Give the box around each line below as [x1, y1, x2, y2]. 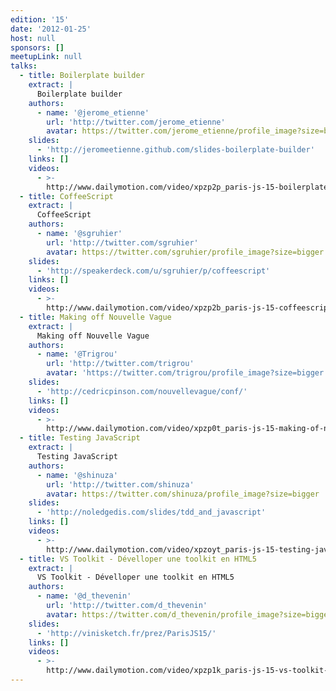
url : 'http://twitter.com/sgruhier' [46, 237, 199, 248]
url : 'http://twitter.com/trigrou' [46, 359, 195, 369]
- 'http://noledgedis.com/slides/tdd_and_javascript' [36, 507, 267, 518]
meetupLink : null [10, 52, 83, 62]
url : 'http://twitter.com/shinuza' [46, 479, 195, 490]
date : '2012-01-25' [10, 24, 92, 34]
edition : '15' [10, 14, 70, 25]
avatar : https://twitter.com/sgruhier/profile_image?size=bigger [46, 247, 325, 257]
